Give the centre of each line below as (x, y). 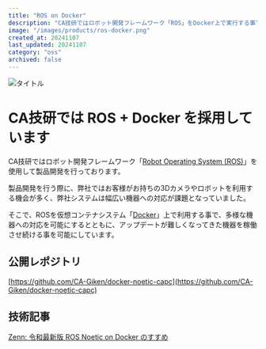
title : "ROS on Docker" (47, 15)
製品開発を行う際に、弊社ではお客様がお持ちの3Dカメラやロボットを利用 (127, 188)
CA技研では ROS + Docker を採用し (123, 118)
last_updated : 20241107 (47, 45)
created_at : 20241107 (44, 38)
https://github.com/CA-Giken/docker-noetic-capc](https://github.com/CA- (132, 281)
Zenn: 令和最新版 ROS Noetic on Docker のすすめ (88, 337)
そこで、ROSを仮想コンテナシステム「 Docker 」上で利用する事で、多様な (127, 214)
